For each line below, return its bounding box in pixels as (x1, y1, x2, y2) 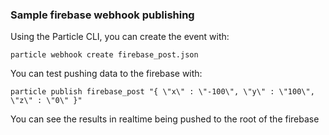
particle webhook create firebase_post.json (10, 50, 199, 60)
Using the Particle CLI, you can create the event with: (10, 31, 230, 43)
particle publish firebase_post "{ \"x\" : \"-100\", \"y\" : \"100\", (10, 87, 315, 97)
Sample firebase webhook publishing (10, 8, 195, 22)
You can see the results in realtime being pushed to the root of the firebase (10, 113, 320, 125)
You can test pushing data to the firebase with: (10, 68, 203, 80)
